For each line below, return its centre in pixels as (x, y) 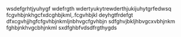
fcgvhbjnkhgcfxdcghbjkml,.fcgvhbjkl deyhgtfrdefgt (70, 15)
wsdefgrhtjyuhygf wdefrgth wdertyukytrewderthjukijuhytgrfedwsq (89, 9)
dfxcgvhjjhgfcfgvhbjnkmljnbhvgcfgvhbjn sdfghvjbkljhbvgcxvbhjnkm (91, 21)
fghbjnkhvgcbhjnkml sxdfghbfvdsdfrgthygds (62, 27)
